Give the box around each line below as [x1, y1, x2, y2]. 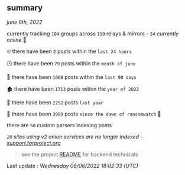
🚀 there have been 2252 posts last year [7, 98, 104, 106]
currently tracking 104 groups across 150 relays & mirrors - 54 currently [7, 30, 179, 37]
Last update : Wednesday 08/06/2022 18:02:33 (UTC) [7, 162, 138, 169]
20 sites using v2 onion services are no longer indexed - [7, 133, 143, 140]
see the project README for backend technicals [21, 151, 138, 158]
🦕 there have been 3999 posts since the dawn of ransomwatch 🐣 [7, 110, 161, 117]
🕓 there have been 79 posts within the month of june [7, 60, 136, 67]
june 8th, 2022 [7, 18, 43, 25]
